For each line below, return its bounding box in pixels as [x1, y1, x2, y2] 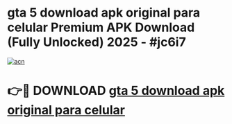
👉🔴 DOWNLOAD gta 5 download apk [7, 83, 225, 98]
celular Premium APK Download [7, 19, 195, 35]
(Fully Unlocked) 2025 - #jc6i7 [7, 35, 186, 50]
